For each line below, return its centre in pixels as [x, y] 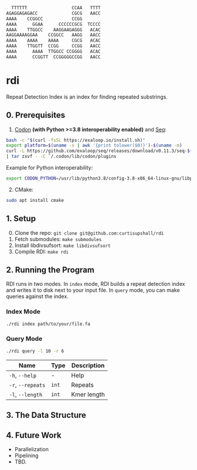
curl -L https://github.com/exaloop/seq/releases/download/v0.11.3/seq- [97, 151]
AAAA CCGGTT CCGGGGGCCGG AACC [53, 57]
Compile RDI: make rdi [42, 251]
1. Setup [21, 219]
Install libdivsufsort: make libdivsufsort [62, 245]
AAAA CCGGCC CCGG [44, 19]
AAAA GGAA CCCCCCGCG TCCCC [53, 24]
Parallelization [31, 449]
